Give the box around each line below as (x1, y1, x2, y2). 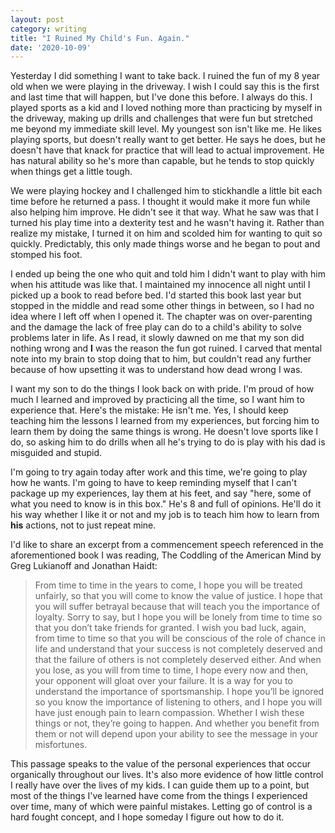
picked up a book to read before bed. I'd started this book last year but (10, 289, 302, 301)
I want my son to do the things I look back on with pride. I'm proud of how (10, 383, 315, 395)
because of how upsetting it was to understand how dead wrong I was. (10, 364, 303, 376)
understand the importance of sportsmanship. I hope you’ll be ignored (34, 686, 325, 698)
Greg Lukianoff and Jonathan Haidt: (10, 560, 158, 572)
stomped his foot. (10, 249, 83, 261)
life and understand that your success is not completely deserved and (34, 643, 323, 655)
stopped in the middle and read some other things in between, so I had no (10, 300, 315, 312)
